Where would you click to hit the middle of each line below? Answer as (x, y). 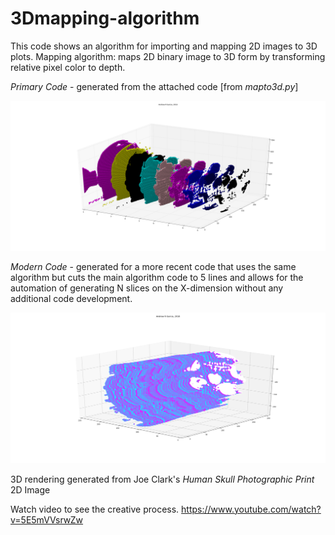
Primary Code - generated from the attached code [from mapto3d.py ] (154, 86)
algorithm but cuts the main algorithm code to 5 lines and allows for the (157, 278)
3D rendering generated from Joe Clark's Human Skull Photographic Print (162, 479)
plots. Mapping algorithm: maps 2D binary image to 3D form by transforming (168, 56)
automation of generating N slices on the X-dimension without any (147, 288)
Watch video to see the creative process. (95, 509)
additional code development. (71, 299)
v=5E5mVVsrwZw (47, 519)
